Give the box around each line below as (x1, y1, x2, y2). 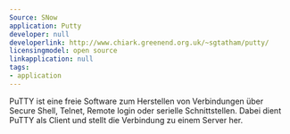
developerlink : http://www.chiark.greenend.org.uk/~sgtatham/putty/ (9, 38, 269, 47)
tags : (9, 63, 29, 72)
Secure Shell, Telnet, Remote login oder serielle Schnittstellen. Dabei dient (9, 105, 282, 116)
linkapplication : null (9, 54, 94, 63)
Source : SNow (9, 13, 58, 22)
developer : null (9, 29, 70, 38)
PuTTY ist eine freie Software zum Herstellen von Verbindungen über (9, 96, 264, 106)
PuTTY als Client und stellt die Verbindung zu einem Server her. (9, 114, 244, 125)
